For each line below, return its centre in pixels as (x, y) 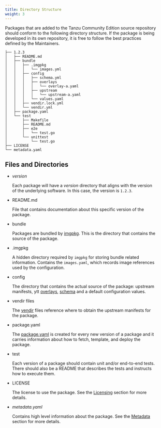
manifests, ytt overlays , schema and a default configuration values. (79, 292)
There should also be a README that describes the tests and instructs (82, 368)
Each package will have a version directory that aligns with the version (82, 186)
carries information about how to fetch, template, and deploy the (76, 339)
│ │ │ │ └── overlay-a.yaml (42, 86)
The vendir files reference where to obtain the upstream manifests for (81, 310)
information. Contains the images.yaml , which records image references (83, 263)
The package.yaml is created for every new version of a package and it (83, 334)
